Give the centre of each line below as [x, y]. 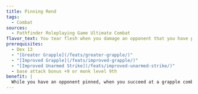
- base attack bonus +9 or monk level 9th [64, 71]
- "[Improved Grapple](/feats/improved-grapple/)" [75, 60]
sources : [17, 28]
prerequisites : [25, 44]
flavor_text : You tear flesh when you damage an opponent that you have [97, 39]
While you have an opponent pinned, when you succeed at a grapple [96, 82]
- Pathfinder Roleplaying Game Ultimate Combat [71, 33]
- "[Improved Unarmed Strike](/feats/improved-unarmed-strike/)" [93, 66]
